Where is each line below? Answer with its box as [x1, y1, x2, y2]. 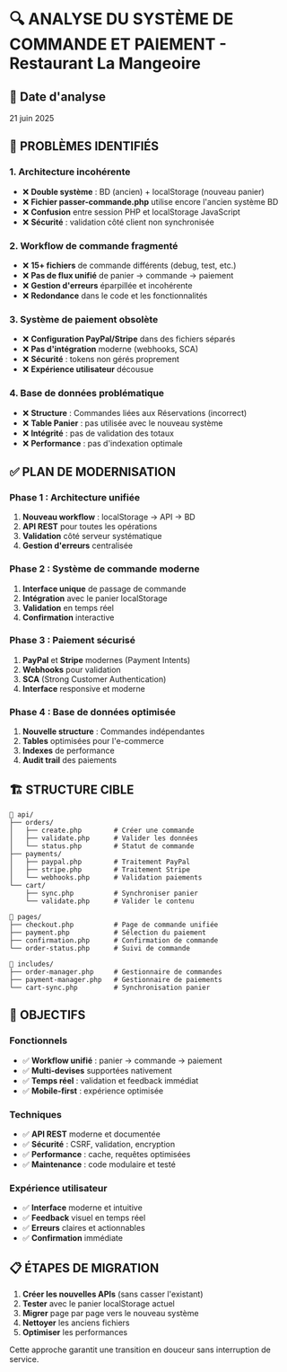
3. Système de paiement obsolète [9, 313, 159, 325]
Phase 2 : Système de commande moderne [9, 562, 200, 575]
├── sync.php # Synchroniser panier [25, 889, 199, 898]
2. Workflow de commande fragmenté [9, 239, 178, 252]
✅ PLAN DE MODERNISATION [9, 464, 177, 479]
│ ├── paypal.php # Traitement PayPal [9, 857, 191, 866]
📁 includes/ [9, 960, 54, 969]
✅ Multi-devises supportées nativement [22, 1065, 172, 1075]
